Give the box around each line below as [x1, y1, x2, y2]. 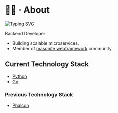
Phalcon [12, 102, 29, 109]
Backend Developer [5, 30, 46, 36]
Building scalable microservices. [12, 40, 79, 46]
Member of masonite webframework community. [12, 45, 113, 51]
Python [12, 73, 27, 79]
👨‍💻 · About [5, 4, 50, 16]
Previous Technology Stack [5, 91, 73, 98]
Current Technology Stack [5, 60, 89, 69]
